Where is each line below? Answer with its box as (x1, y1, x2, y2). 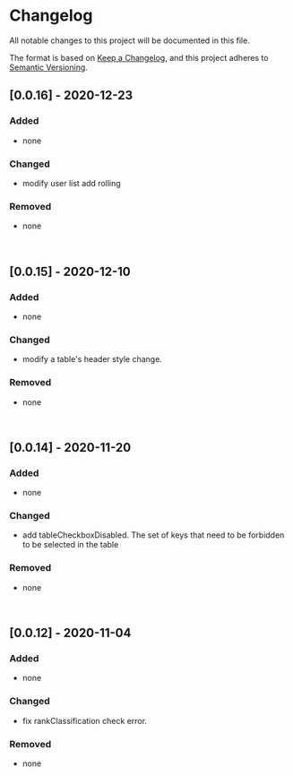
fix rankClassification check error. (22, 715, 148, 726)
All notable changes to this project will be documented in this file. (9, 35, 251, 46)
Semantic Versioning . (9, 62, 88, 73)
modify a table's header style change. (22, 354, 163, 365)
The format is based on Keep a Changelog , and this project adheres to (9, 52, 269, 63)
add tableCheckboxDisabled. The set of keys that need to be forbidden (22, 530, 285, 540)
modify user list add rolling (22, 177, 121, 188)
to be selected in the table (22, 539, 119, 550)
